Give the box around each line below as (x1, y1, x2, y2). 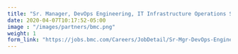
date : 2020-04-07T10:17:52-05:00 (7, 17, 106, 24)
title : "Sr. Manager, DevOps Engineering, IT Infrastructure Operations (7, 10, 227, 18)
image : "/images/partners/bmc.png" (7, 23, 115, 30)
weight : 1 (7, 29, 37, 37)
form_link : (7, 36, 40, 43)
